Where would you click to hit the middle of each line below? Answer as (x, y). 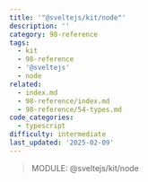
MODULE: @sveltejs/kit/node (85, 168)
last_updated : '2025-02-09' (62, 143)
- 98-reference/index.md (64, 101)
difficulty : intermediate (57, 134)
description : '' (39, 26)
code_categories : (42, 117)
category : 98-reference (54, 34)
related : (26, 84)
